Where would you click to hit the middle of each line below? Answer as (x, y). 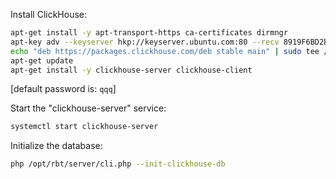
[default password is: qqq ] (63, 89)
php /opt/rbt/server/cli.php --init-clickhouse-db (118, 164)
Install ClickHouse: (49, 14)
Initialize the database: (56, 146)
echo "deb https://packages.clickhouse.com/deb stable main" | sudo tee (165, 51)
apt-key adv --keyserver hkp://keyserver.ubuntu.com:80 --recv (145, 42)
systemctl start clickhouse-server (84, 127)
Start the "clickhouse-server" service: (88, 108)
